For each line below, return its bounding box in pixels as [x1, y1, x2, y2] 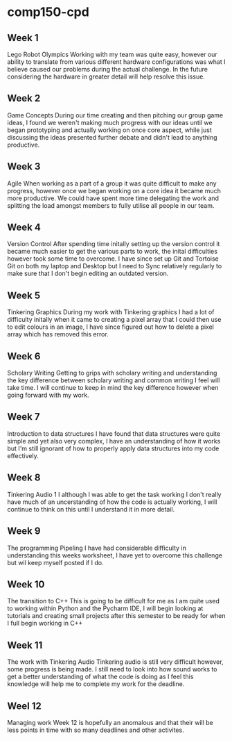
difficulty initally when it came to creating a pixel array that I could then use [7, 316, 222, 324]
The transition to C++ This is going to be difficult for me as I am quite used [7, 597, 220, 605]
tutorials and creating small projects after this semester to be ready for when [7, 612, 226, 620]
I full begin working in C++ [7, 619, 83, 628]
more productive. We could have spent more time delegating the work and [7, 194, 220, 202]
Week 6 [7, 350, 41, 362]
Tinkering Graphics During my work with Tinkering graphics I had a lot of [7, 308, 215, 316]
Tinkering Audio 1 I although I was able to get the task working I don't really [7, 490, 222, 498]
